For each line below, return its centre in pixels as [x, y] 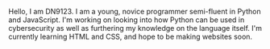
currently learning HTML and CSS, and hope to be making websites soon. [130, 36]
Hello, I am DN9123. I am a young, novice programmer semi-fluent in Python [135, 11]
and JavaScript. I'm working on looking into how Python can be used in [127, 20]
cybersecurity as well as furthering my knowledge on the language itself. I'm [135, 28]
